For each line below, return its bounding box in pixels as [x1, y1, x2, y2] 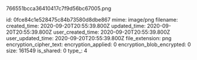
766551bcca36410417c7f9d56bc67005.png [6, 5, 112, 12]
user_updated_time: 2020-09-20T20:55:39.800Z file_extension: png [6, 35, 172, 41]
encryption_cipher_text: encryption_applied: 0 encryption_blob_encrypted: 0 [6, 41, 191, 48]
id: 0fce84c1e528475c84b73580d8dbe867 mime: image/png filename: [6, 16, 178, 23]
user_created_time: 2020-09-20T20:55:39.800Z [53, 29, 171, 36]
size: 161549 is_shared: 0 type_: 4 [6, 47, 88, 54]
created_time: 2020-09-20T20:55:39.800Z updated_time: [6, 23, 146, 29]
